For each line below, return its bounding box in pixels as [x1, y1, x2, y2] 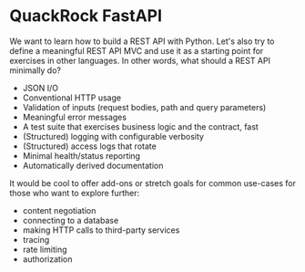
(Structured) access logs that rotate [22, 141, 157, 152]
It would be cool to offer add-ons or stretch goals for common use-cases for [9, 177, 297, 188]
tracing [22, 234, 50, 245]
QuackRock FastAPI [9, 5, 162, 26]
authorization [22, 253, 73, 265]
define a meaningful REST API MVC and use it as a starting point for [9, 45, 264, 56]
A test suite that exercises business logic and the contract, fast [22, 120, 259, 132]
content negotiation [22, 204, 97, 215]
